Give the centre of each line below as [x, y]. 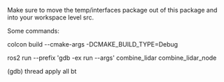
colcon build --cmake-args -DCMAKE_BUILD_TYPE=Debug [93, 44]
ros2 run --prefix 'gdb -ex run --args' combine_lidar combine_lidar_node [112, 58]
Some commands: [33, 31]
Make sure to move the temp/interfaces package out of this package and [112, 10]
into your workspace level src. [51, 17]
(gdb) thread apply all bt [42, 71]
